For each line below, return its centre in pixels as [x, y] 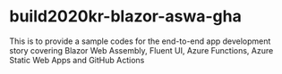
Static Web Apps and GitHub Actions [77, 60]
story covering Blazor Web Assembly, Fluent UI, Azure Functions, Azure [141, 50]
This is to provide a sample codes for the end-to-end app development [140, 41]
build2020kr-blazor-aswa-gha [125, 16]
